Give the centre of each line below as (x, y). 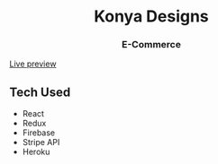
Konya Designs (151, 17)
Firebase (39, 133)
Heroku (36, 152)
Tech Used (40, 92)
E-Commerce (151, 45)
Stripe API (41, 142)
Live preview (33, 64)
